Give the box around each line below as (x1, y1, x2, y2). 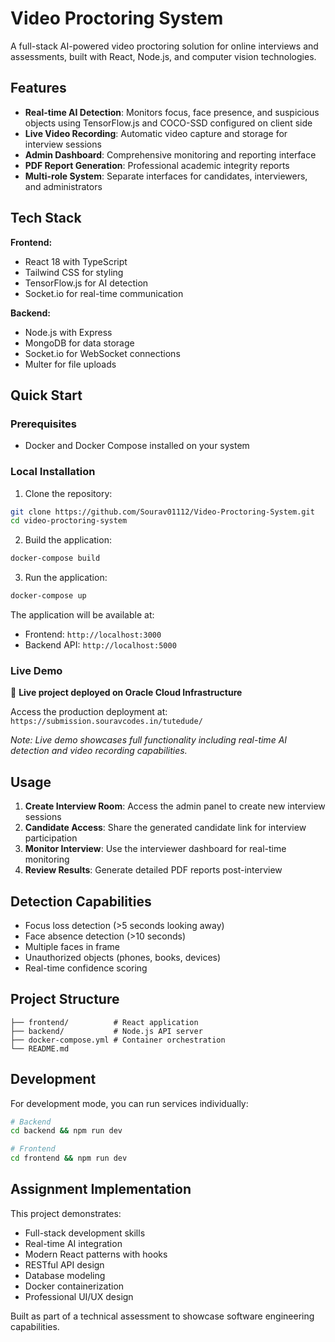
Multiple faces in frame (24, 940, 121, 952)
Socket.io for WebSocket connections (24, 347, 181, 359)
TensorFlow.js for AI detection (24, 277, 149, 289)
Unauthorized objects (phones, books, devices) (24, 951, 222, 963)
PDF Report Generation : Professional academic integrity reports (24, 159, 290, 171)
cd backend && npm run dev (10, 1126, 123, 1136)
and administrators (24, 180, 103, 192)
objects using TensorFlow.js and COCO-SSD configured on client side (24, 117, 313, 129)
